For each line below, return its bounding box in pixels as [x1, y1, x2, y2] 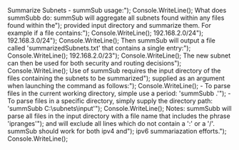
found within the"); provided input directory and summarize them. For [7, 21, 212, 29]
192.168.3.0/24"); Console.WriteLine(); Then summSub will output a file [7, 36, 216, 45]
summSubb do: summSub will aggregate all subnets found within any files [7, 14, 225, 22]
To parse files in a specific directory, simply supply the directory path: [7, 97, 213, 105]
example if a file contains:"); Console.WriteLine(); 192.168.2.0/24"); [7, 28, 203, 37]
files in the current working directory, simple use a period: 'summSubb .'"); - [7, 89, 231, 97]
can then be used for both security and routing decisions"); [7, 59, 182, 67]
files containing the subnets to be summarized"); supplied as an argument [7, 74, 225, 82]
